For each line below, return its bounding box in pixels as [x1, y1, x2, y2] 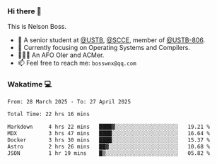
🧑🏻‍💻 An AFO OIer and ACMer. [17, 51, 105, 59]
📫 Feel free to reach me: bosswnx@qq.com [17, 59, 136, 68]
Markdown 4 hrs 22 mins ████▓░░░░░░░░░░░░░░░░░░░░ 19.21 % [7, 123, 211, 131]
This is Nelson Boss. [7, 23, 67, 31]
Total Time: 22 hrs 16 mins [7, 111, 90, 118]
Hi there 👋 [7, 6, 42, 16]
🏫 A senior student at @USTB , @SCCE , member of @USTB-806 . [17, 36, 206, 44]
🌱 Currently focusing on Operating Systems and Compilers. [17, 44, 191, 52]
